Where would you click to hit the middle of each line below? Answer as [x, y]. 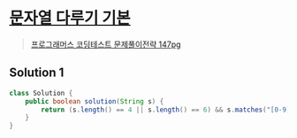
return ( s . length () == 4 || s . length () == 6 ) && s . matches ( [154, 110]
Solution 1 [37, 73]
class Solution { [41, 93]
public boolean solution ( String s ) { [95, 101]
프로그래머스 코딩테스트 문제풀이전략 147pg [106, 44]
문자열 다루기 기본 [70, 18]
